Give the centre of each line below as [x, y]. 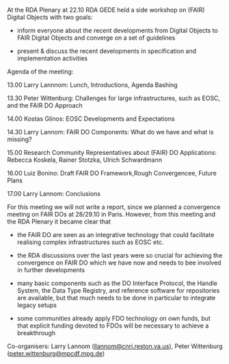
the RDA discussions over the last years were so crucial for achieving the [120, 255]
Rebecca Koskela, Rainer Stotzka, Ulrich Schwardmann [85, 160]
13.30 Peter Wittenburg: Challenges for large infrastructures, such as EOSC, [114, 98]
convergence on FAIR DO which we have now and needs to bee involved [119, 263]
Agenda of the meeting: [40, 72]
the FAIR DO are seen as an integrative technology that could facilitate [116, 235]
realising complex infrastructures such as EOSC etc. [90, 242]
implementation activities [52, 58]
